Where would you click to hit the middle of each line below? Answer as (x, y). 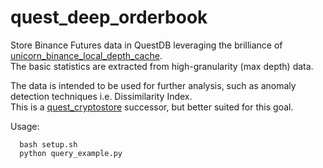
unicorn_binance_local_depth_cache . (86, 55)
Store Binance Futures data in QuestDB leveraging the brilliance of (146, 45)
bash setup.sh (48, 144)
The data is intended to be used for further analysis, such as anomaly (153, 85)
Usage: (25, 126)
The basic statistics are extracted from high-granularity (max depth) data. (162, 66)
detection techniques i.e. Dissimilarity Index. (101, 96)
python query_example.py (71, 153)
